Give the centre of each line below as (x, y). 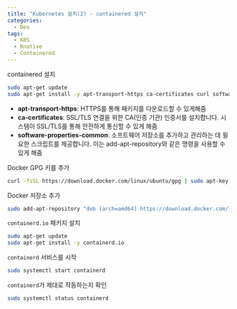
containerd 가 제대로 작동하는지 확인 (57, 285)
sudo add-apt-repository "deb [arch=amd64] (72, 209)
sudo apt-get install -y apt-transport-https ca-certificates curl (109, 94)
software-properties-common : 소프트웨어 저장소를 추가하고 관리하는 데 (119, 135)
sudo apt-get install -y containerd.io (66, 243)
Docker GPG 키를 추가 (38, 167)
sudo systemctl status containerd (58, 298)
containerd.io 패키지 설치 (44, 223)
